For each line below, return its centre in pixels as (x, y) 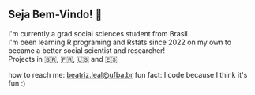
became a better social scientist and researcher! (87, 50)
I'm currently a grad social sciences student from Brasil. (99, 33)
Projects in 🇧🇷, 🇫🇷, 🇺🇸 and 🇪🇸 (63, 59)
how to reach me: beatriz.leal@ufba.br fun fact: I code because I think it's (128, 74)
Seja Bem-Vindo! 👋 (55, 15)
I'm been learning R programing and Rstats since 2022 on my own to (120, 42)
